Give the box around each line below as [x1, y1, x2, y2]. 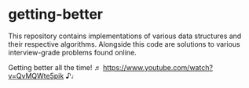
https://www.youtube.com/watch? [102, 62, 214, 72]
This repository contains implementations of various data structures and [8, 31, 242, 40]
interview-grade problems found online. [8, 48, 137, 57]
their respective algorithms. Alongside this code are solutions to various [8, 39, 241, 48]
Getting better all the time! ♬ [8, 62, 101, 72]
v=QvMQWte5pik [8, 71, 64, 80]
